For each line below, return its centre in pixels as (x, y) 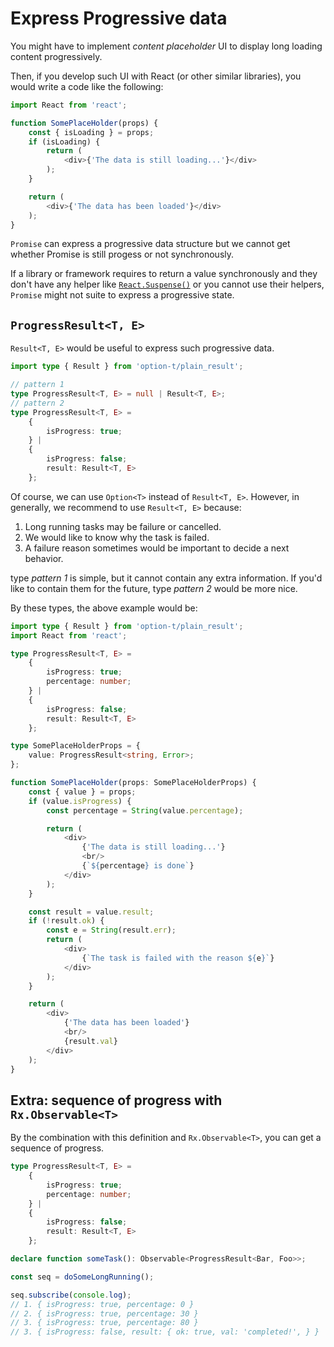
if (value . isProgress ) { (80, 801)
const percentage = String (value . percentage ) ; (145, 810)
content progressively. (56, 56)
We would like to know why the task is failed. (117, 537)
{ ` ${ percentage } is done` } (138, 866)
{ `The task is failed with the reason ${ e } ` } (178, 958)
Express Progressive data (119, 18)
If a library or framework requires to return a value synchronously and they (164, 274)
